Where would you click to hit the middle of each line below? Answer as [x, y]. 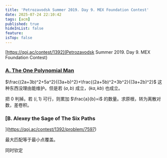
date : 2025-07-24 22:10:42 [33, 15]
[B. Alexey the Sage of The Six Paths [50, 118]
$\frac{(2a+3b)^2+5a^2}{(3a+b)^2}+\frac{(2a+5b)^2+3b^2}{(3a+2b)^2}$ [81, 82]
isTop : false [19, 38]
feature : [14, 33]
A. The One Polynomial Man [40, 70]
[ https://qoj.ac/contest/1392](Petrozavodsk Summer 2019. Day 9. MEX [78, 52]
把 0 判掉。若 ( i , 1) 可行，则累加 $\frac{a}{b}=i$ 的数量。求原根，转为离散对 [83, 99]
